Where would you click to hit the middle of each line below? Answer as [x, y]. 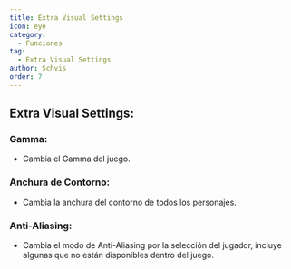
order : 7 [26, 77]
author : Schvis [38, 69]
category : [28, 34]
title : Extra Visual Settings [67, 18]
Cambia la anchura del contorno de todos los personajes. [130, 202]
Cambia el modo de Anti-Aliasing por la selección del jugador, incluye [152, 245]
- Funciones [40, 43]
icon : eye [28, 26]
